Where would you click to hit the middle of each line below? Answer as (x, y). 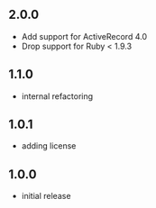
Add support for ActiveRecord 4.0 (84, 36)
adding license (49, 146)
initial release (46, 196)
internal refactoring (57, 96)
